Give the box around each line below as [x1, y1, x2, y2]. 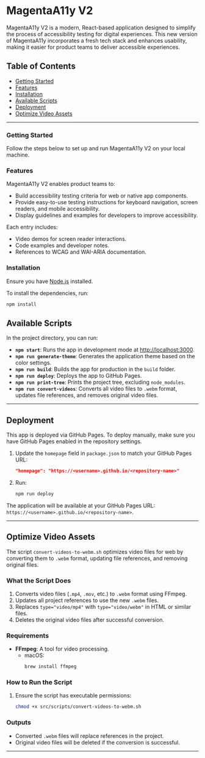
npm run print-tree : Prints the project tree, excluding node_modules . [15, 378, 185, 386]
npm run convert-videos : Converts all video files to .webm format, [15, 385, 178, 392]
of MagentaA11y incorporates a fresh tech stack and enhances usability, [6, 37, 187, 44]
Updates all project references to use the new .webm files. [15, 597, 159, 604]
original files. [6, 561, 39, 568]
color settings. [15, 359, 52, 367]
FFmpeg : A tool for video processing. [15, 646, 109, 653]
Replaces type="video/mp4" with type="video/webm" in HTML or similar [15, 603, 191, 610]
